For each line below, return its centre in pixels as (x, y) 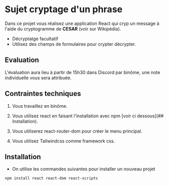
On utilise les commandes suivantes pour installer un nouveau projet (83, 169)
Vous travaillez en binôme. (40, 106)
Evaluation (22, 60)
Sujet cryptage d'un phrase (64, 9)
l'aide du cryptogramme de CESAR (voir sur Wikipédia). (63, 28)
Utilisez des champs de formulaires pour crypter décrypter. (74, 44)
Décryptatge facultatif (35, 39)
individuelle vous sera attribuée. (38, 78)
